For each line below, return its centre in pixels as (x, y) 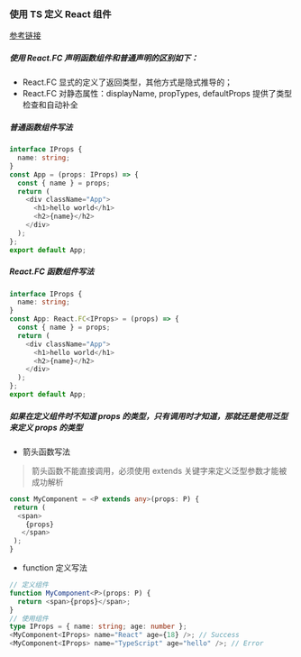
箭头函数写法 (46, 452)
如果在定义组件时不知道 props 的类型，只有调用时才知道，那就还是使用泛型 (149, 415)
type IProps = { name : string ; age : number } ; (98, 627)
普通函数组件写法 (41, 127)
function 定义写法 (55, 568)
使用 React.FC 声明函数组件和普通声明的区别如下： (104, 58)
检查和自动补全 (50, 105)
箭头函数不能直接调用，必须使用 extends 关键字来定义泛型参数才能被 (159, 470)
